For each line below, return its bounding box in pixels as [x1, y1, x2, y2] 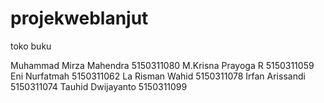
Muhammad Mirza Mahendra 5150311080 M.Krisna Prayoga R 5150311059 [10, 59, 315, 71]
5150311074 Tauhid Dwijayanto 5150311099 [10, 80, 188, 92]
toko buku [10, 40, 52, 52]
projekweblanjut [10, 7, 149, 30]
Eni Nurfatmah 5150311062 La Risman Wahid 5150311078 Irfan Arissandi [10, 70, 306, 82]
